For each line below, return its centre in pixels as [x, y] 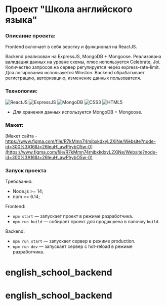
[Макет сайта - [21, 136]
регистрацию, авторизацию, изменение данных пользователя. [73, 78]
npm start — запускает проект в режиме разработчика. [73, 216]
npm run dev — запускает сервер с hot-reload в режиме [72, 246]
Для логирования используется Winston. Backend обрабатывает [75, 73]
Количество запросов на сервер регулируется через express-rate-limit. [83, 67]
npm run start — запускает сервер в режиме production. [74, 241]
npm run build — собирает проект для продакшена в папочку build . [86, 222]
